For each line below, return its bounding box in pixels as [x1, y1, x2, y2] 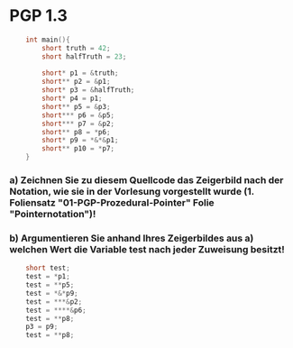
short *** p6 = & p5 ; [41, 110, 115, 120]
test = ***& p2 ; [25, 297, 83, 307]
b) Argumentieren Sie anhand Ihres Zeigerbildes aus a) [9, 232, 254, 244]
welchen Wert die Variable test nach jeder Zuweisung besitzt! [9, 243, 286, 255]
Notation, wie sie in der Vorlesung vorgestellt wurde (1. [9, 185, 254, 197]
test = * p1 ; [25, 272, 70, 281]
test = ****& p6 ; [25, 306, 87, 315]
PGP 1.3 [9, 5, 68, 26]
